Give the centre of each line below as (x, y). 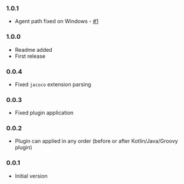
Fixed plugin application (44, 113)
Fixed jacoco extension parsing (53, 84)
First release (30, 56)
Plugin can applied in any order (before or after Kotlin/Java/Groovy (96, 141)
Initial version (31, 176)
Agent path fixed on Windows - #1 (57, 21)
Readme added (33, 49)
